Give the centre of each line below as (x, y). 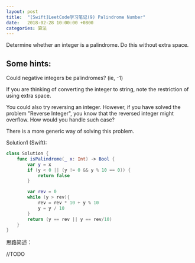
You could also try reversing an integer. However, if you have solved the (94, 107)
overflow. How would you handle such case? (61, 120)
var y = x (39, 164)
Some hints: (29, 64)
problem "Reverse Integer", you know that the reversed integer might (90, 114)
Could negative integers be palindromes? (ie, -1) (65, 78)
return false (53, 175)
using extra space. (29, 96)
